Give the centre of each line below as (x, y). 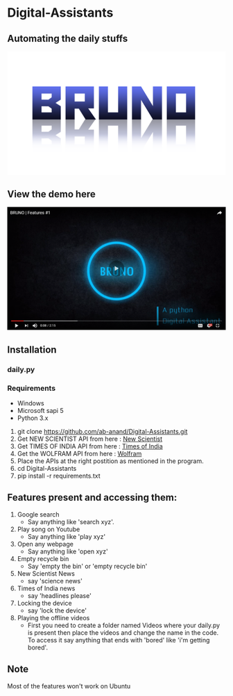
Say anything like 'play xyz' (67, 536)
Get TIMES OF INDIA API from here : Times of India (90, 446)
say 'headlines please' (59, 595)
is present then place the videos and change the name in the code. (123, 632)
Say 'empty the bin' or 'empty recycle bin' (87, 566)
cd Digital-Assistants (47, 468)
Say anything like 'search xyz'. (71, 521)
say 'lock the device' (57, 610)
